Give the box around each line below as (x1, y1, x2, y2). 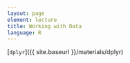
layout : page (7, 10, 45, 17)
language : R (7, 29, 41, 36)
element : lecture (7, 16, 57, 23)
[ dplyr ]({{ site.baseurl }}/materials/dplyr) (7, 48, 124, 56)
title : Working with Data (7, 23, 82, 29)
